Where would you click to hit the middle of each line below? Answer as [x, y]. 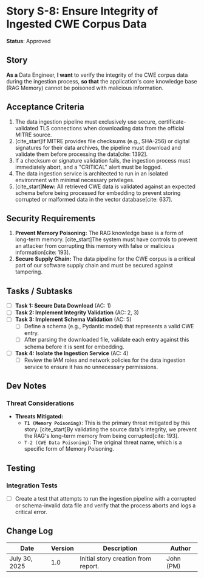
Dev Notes [26, 386]
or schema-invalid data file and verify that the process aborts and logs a [105, 506]
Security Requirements [51, 218]
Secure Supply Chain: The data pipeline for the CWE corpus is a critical [105, 259]
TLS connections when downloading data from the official [112, 128]
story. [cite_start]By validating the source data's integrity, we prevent [110, 429]
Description [120, 548]
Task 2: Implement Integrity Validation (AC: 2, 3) [77, 312]
